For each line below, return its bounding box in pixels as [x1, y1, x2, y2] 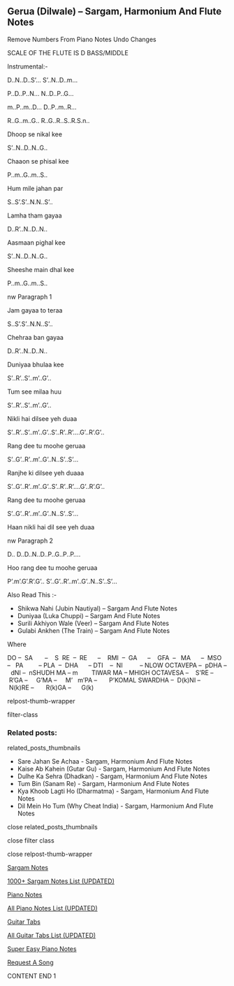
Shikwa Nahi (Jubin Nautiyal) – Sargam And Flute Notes [17, 604, 178, 613]
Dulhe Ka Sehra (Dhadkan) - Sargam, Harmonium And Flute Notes [17, 772, 207, 780]
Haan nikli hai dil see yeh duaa [7, 522, 95, 531]
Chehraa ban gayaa [7, 333, 64, 341]
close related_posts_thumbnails [7, 823, 98, 831]
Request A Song [7, 958, 54, 967]
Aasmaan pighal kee [7, 238, 66, 247]
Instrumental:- [7, 62, 48, 71]
